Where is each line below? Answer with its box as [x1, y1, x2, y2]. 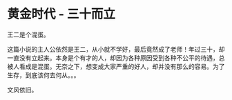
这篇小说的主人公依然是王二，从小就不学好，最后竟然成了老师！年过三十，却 [7, 45, 225, 53]
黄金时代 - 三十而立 [7, 6, 116, 22]
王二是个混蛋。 [7, 30, 50, 39]
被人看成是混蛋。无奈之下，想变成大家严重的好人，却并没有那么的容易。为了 [7, 62, 225, 70]
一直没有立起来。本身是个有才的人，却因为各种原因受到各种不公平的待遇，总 [7, 53, 225, 62]
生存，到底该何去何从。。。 [7, 70, 80, 79]
